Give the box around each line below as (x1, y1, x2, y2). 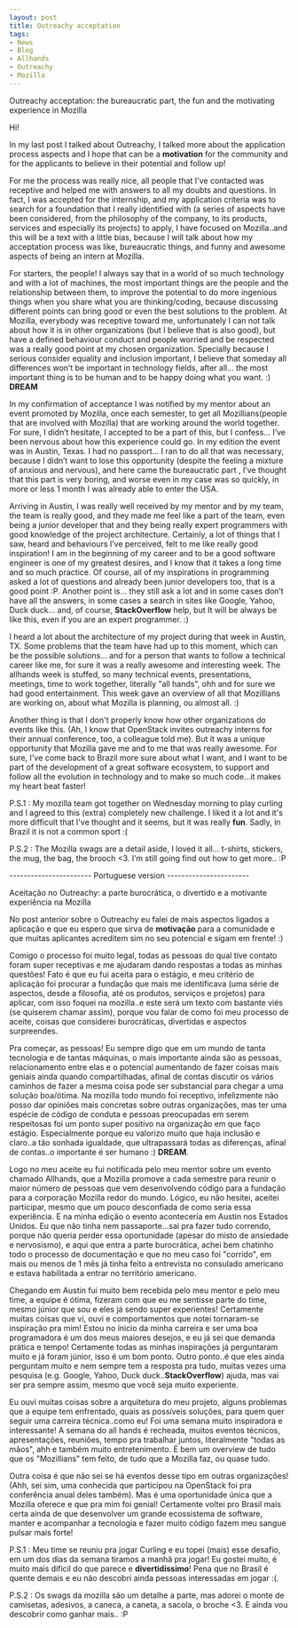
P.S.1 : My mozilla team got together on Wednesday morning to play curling (9, 797, 284, 809)
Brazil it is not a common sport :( (9, 826, 129, 836)
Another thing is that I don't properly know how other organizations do (9, 714, 266, 725)
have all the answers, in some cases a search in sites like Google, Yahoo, (9, 595, 276, 605)
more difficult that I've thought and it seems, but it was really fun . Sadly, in (9, 817, 281, 827)
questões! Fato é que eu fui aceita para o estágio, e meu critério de (9, 969, 255, 979)
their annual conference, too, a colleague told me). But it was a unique (9, 733, 266, 744)
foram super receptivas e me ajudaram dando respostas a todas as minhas (9, 959, 283, 970)
